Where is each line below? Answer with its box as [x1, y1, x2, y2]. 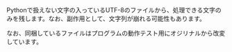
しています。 [6, 38, 43, 46]
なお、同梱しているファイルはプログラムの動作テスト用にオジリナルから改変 [6, 29, 226, 37]
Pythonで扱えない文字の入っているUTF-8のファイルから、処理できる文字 [6, 6, 216, 14]
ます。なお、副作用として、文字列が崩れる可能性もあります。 [30, 14, 206, 23]
